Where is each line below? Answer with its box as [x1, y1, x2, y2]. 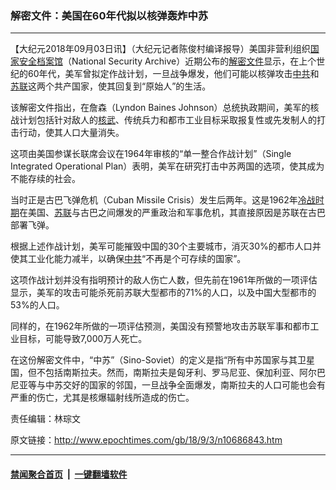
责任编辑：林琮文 [10, 413, 81, 425]
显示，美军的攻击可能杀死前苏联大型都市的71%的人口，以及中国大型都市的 [10, 287, 317, 299]
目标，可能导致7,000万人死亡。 [18, 333, 148, 345]
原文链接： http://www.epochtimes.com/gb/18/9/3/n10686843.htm [10, 434, 283, 446]
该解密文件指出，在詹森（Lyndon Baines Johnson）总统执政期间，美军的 [10, 102, 311, 114]
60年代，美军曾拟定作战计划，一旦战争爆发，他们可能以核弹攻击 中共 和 [27, 68, 320, 80]
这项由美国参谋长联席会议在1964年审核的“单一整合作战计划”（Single [10, 148, 292, 160]
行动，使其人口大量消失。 [18, 127, 125, 139]
